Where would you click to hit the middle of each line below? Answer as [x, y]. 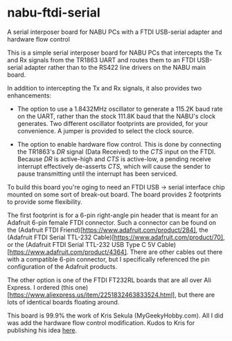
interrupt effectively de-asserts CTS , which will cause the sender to [114, 166]
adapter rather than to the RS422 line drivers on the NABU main [115, 67]
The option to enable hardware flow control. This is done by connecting [119, 144]
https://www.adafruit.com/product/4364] [68, 252]
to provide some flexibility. [45, 201]
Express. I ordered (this [41, 287]
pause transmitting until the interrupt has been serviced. [97, 174]
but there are [196, 295]
